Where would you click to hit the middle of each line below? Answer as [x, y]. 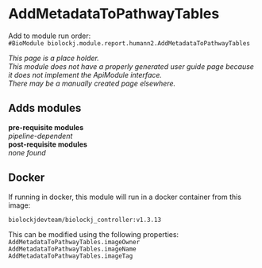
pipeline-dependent [40, 136]
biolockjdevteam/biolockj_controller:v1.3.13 [85, 220]
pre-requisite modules [46, 127]
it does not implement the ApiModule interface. [85, 75]
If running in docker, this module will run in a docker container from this [125, 197]
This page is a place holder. [54, 58]
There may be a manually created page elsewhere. [92, 83]
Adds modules [45, 108]
